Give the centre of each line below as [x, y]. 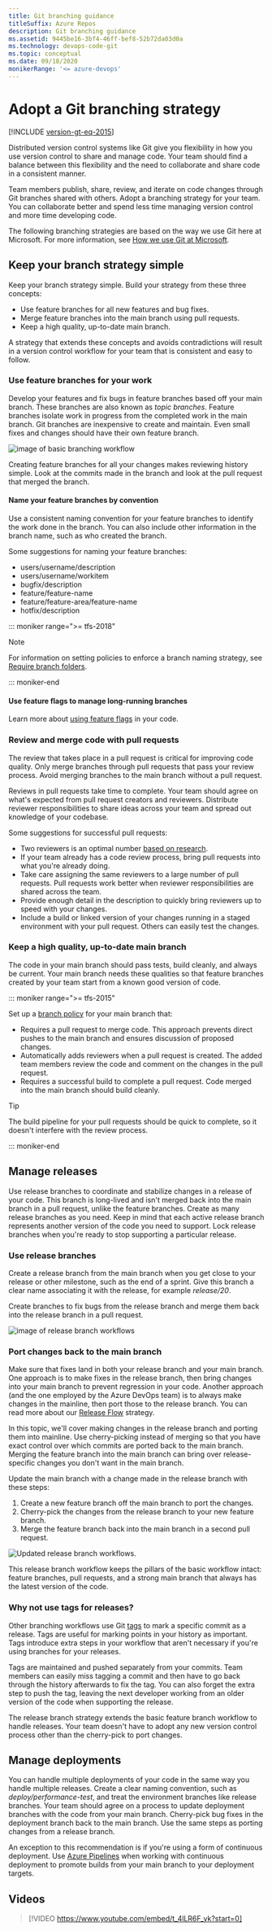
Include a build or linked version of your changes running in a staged [135, 917]
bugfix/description [51, 584]
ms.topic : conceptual [45, 54]
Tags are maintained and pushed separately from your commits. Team [126, 1667]
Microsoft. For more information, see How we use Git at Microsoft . [119, 239]
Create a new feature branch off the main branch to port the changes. [137, 1503]
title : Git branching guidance [61, 16]
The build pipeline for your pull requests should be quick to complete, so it [133, 1121]
